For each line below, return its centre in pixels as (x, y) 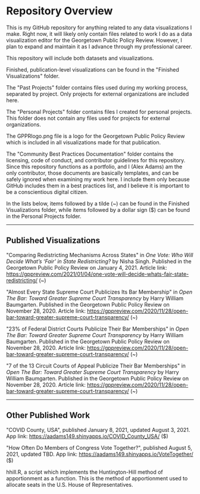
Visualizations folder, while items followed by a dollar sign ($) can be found (98, 209)
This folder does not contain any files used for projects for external (88, 118)
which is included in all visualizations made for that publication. (84, 142)
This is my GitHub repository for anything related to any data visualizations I (99, 27)
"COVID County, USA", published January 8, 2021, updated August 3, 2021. (98, 430)
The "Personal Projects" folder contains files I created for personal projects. (99, 112)
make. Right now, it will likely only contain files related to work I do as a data (99, 33)
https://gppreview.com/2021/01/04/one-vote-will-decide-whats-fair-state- (98, 274)
